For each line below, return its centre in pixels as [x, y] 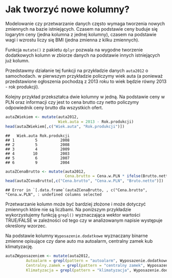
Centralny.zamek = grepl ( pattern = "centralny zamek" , [85, 265]
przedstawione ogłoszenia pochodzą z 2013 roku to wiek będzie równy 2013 [86, 81]
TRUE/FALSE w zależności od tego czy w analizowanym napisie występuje [84, 220]
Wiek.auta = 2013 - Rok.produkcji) [96, 122]
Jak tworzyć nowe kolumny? [67, 9]
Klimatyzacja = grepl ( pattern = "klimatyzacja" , [79, 270]
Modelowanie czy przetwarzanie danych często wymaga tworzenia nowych [85, 24]
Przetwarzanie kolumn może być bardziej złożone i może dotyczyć [76, 204]
